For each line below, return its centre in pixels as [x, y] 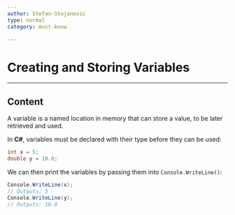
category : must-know [37, 27]
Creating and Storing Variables [99, 67]
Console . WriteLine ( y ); [40, 198]
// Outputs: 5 [28, 191]
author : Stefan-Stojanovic [47, 14]
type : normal [26, 20]
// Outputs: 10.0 [33, 204]
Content [26, 102]
